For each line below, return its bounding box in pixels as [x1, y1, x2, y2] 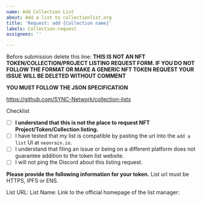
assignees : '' [6, 31, 42, 37]
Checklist [6, 107, 30, 115]
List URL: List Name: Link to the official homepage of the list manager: [6, 189, 180, 196]
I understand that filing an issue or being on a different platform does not [14, 145, 196, 153]
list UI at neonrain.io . [14, 139, 72, 147]
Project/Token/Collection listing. [14, 126, 99, 133]
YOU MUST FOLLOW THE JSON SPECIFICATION [6, 84, 128, 91]
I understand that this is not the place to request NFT [14, 119, 150, 127]
